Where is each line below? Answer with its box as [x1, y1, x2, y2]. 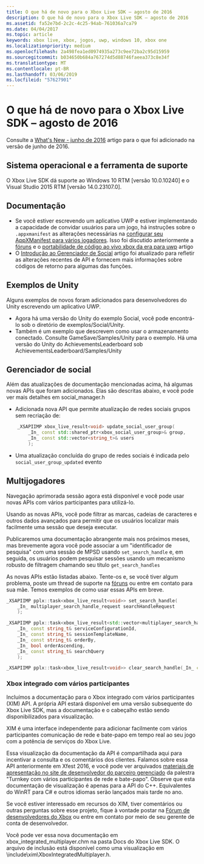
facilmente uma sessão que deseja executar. [6, 523, 118, 530]
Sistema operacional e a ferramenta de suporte [6, 160, 188, 171]
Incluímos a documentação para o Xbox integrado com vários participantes [6, 693, 195, 701]
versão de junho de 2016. [6, 143, 70, 150]
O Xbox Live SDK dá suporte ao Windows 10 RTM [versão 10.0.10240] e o [6, 176, 190, 184]
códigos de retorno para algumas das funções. [15, 262, 132, 270]
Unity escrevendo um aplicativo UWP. [6, 302, 101, 310]
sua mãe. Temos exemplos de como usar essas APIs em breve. [6, 586, 164, 593]
